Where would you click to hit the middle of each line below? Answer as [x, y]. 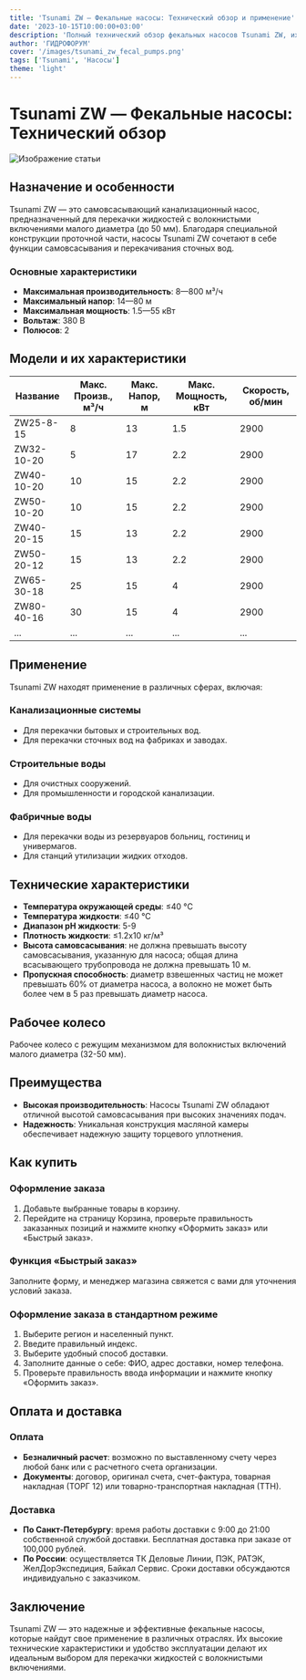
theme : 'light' [38, 69]
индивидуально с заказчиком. [82, 1578]
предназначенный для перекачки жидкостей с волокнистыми [131, 219]
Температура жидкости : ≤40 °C [87, 917]
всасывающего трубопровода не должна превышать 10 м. [137, 965]
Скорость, [266, 390]
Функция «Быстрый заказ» [74, 1261]
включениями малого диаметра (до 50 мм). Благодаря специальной [143, 228]
